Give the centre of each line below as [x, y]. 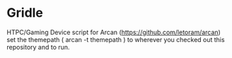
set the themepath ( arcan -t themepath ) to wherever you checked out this [116, 39]
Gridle [25, 13]
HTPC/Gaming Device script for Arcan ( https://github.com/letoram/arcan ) [114, 32]
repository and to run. [38, 47]
